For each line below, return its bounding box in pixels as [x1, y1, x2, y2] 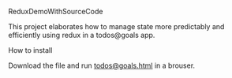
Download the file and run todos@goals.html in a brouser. [8, 61, 196, 70]
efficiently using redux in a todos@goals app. [8, 31, 155, 39]
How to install [8, 46, 53, 54]
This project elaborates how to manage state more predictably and [8, 22, 225, 31]
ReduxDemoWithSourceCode [8, 7, 103, 16]
